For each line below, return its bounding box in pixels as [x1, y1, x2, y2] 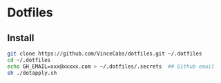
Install [7, 32, 35, 44]
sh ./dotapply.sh [7, 69, 57, 76]
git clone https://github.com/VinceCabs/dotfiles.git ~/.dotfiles [7, 50, 202, 57]
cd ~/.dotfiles [7, 56, 51, 63]
